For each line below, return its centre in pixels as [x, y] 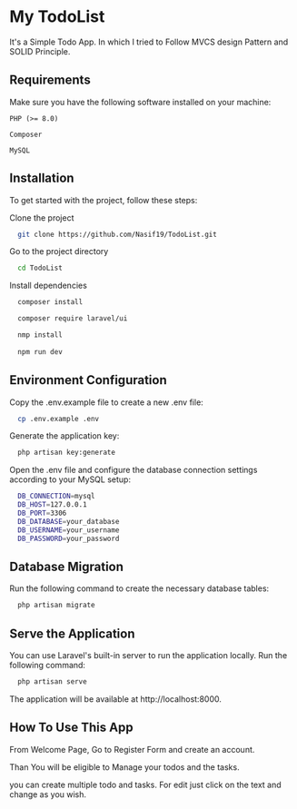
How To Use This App [71, 728]
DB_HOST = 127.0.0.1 [53, 505]
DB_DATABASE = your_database [69, 521]
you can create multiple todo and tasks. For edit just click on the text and [145, 784]
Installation [42, 178]
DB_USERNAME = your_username [69, 530]
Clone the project [42, 217]
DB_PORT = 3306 [42, 513]
